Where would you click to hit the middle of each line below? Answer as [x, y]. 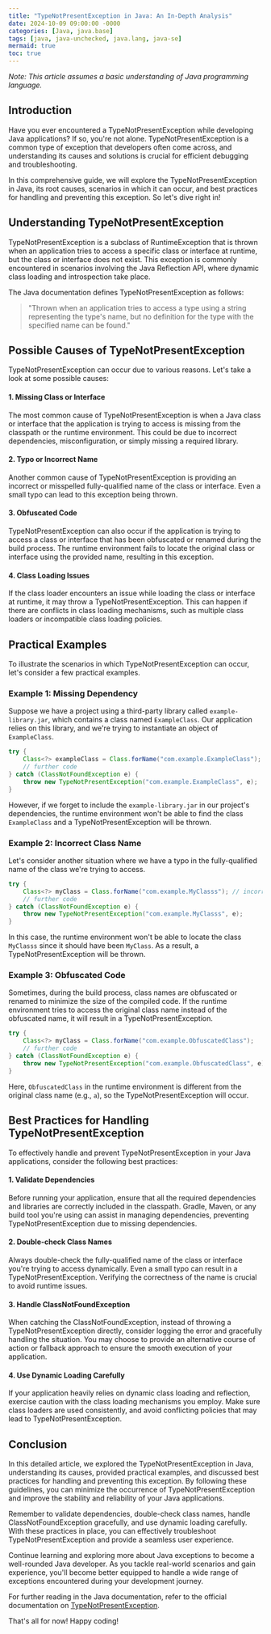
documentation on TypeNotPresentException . [84, 1606]
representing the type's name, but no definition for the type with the [141, 316]
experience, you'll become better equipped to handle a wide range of [123, 1573]
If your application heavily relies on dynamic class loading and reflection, [129, 1393]
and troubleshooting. [43, 164]
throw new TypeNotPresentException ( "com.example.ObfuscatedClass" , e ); [146, 1063]
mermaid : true [32, 46]
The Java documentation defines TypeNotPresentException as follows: [126, 292]
